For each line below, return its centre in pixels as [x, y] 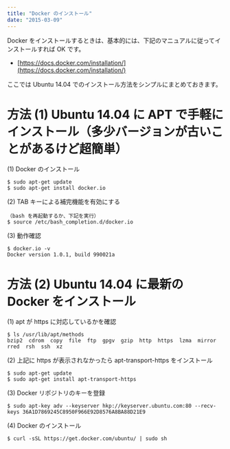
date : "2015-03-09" [35, 20]
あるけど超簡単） [80, 149]
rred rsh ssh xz [35, 347]
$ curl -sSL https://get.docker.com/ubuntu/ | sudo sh [87, 439]
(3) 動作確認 [24, 236]
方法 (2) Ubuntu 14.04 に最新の [95, 284]
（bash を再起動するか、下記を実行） [53, 216]
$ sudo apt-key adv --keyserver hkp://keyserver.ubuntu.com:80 [100, 406]
